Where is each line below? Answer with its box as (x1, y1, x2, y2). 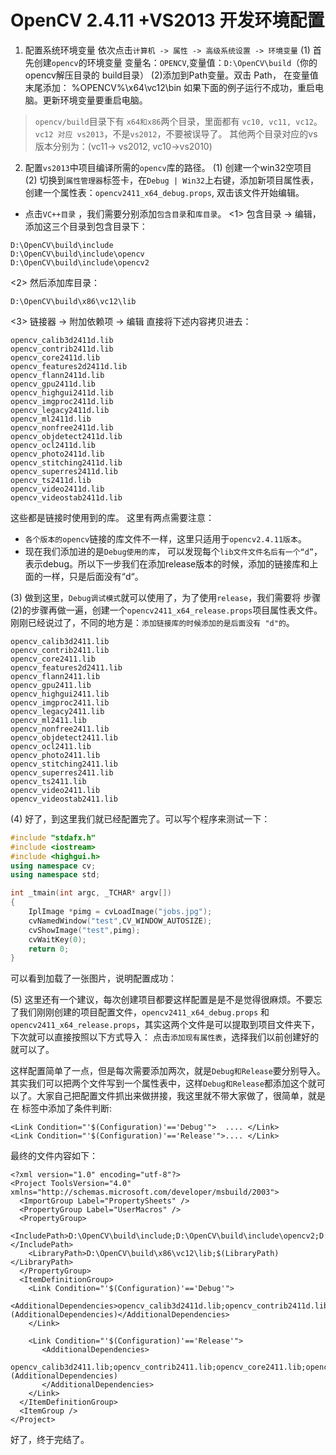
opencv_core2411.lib (10, 654, 97, 664)
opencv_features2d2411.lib (10, 662, 123, 673)
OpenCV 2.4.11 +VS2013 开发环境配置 (10, 9, 325, 32)
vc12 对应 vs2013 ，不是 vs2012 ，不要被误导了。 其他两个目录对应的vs (34, 127, 318, 140)
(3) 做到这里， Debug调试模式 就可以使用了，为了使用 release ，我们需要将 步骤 (10, 591, 322, 603)
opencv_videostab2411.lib (10, 794, 118, 804)
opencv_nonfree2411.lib (10, 724, 110, 734)
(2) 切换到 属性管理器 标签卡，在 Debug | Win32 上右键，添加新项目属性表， (24, 174, 320, 186)
